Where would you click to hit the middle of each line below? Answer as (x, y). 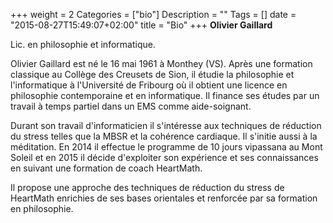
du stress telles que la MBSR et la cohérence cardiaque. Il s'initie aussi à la (164, 136)
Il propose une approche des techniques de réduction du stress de (147, 187)
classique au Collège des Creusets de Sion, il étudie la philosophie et (152, 74)
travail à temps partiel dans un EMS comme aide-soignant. (131, 106)
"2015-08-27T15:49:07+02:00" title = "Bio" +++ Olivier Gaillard (141, 25)
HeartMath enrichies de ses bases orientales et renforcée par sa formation (164, 198)
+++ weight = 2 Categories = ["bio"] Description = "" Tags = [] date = (153, 14)
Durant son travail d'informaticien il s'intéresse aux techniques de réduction (166, 125)
